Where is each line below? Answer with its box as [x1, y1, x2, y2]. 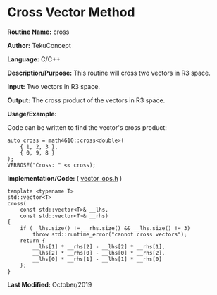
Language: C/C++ [7, 54, 61, 64]
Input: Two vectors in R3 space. [7, 82, 101, 90]
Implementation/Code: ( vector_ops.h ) [7, 174, 123, 182]
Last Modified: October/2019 [7, 280, 92, 289]
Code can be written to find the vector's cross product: [7, 123, 167, 131]
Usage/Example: [7, 109, 57, 118]
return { [20, 237, 46, 244]
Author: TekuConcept [7, 41, 72, 49]
